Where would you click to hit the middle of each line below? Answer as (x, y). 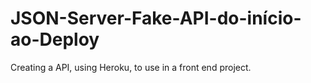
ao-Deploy (55, 39)
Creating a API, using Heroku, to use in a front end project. (131, 67)
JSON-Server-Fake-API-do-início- (156, 18)
